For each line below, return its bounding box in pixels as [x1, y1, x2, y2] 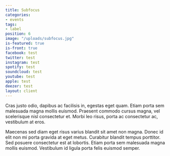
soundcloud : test [5, 70, 42, 75]
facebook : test [5, 50, 38, 55]
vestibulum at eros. [5, 119, 46, 125]
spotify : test [5, 64, 36, 70]
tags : [5, 21, 17, 27]
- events [5, 17, 24, 22]
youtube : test [5, 74, 36, 79]
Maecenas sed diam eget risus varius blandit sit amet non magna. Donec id [5, 128, 163, 135]
